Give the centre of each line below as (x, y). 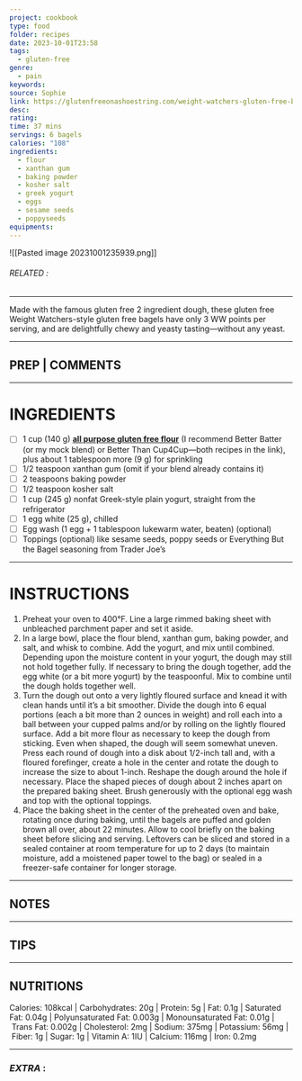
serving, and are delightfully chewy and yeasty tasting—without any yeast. (147, 329)
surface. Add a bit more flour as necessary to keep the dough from (146, 734)
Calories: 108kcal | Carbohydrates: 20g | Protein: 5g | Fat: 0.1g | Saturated (145, 1008)
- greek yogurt (46, 194)
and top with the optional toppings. (87, 800)
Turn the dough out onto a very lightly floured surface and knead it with (155, 695)
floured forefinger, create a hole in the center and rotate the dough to (150, 762)
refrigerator (44, 509)
